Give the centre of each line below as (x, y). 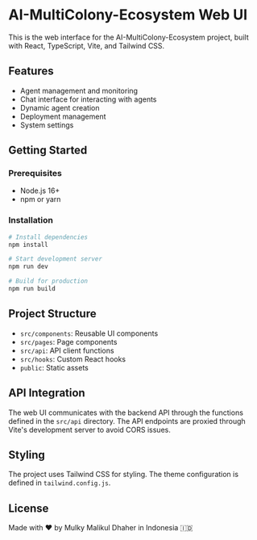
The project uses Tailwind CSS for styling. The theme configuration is (124, 475)
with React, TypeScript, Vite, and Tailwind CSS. (87, 45)
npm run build (32, 289)
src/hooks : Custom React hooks (73, 359)
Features (31, 71)
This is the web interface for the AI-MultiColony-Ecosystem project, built (128, 37)
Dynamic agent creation (60, 107)
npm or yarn (40, 199)
